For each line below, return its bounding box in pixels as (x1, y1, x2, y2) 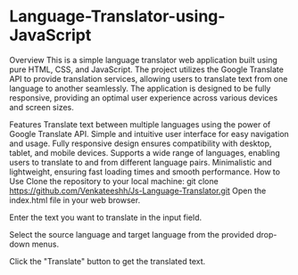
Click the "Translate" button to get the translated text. (9, 255, 206, 266)
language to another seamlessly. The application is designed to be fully (9, 83, 271, 93)
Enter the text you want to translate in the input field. (9, 212, 203, 222)
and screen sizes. (9, 101, 74, 112)
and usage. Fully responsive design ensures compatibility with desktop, (9, 138, 272, 149)
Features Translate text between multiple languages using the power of (9, 118, 271, 130)
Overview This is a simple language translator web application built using (9, 54, 278, 65)
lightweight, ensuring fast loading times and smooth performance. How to (9, 166, 281, 177)
